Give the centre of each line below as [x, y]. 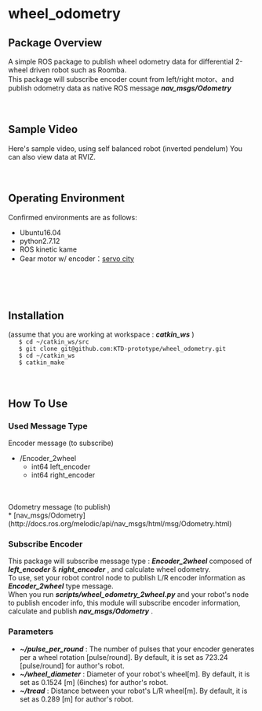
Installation [36, 316]
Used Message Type [48, 425]
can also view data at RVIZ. [52, 157]
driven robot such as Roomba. [78, 70]
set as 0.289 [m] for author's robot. [76, 699]
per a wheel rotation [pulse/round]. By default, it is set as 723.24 [124, 657]
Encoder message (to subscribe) [61, 443]
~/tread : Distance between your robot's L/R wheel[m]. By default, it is [133, 691]
